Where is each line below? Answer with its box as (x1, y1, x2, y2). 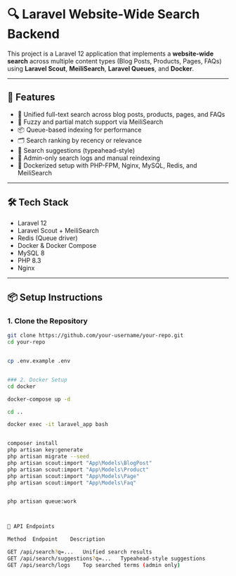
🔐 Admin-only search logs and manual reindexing (17, 154, 160, 162)
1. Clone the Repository (7, 315, 88, 325)
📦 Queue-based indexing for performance (17, 125, 142, 134)
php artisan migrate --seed (7, 453, 90, 460)
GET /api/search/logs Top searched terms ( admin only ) (7, 561, 181, 568)
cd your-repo (7, 339, 46, 346)
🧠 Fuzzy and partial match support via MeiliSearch (17, 118, 164, 126)
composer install (7, 440, 58, 447)
